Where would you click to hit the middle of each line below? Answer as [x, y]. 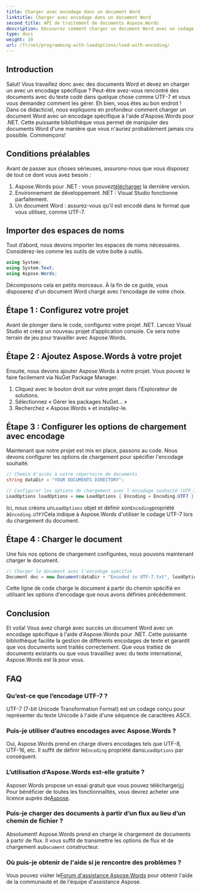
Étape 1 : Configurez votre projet [68, 310]
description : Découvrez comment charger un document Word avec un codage [100, 28]
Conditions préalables [48, 154]
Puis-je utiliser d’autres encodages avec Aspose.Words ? [91, 731]
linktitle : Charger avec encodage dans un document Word [79, 17]
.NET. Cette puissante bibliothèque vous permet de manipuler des [87, 122]
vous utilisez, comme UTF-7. [50, 212]
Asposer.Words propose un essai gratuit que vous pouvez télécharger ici [95, 785]
